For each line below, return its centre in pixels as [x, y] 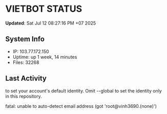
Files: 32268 [26, 62]
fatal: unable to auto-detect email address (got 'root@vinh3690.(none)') [81, 106]
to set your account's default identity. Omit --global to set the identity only [84, 90]
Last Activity [26, 78]
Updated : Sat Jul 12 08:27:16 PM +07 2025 [51, 23]
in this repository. [24, 96]
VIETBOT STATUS [44, 9]
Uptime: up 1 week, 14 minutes [45, 57]
